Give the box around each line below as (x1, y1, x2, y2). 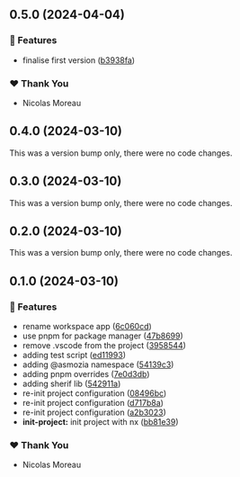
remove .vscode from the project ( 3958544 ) (22, 340, 187, 351)
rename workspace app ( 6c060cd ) (22, 321, 153, 332)
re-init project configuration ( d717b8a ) (22, 398, 164, 409)
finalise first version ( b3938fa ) (22, 54, 136, 66)
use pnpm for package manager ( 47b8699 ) (22, 330, 184, 341)
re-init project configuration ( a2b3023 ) (22, 407, 166, 418)
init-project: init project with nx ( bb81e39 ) (22, 417, 179, 427)
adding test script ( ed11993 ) (22, 350, 126, 361)
